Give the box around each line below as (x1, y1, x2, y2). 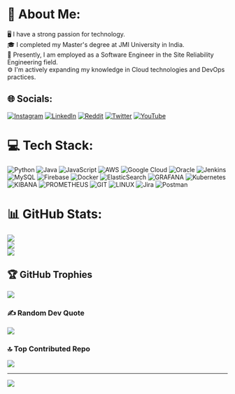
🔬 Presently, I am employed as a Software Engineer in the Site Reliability (7, 50, 215, 59)
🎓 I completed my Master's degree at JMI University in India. (7, 40, 185, 48)
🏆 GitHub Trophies (7, 269, 93, 281)
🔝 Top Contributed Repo (7, 344, 91, 353)
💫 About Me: (7, 6, 81, 22)
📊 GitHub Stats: (7, 206, 103, 222)
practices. (7, 73, 36, 81)
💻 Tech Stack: (7, 137, 94, 153)
